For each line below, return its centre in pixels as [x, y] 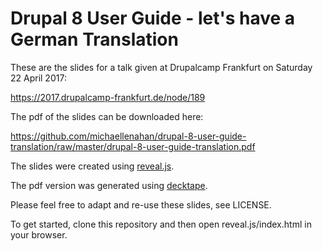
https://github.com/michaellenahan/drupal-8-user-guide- [128, 136]
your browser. [39, 234]
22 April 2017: [38, 78]
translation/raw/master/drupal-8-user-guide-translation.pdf [133, 146]
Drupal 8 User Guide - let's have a [153, 18]
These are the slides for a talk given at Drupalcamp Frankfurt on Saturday [161, 67]
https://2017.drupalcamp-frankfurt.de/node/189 [108, 97]
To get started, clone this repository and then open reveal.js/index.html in [161, 224]
